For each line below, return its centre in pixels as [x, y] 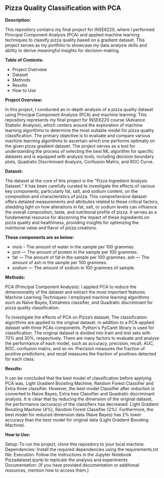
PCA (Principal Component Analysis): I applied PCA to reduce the [71, 287]
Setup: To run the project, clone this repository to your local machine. [75, 444]
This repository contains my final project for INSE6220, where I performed [80, 30]
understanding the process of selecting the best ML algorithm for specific [80, 151]
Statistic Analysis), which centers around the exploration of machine [74, 125]
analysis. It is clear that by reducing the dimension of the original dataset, [79, 399]
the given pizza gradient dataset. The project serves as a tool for [70, 146]
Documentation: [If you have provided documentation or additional [72, 465]
